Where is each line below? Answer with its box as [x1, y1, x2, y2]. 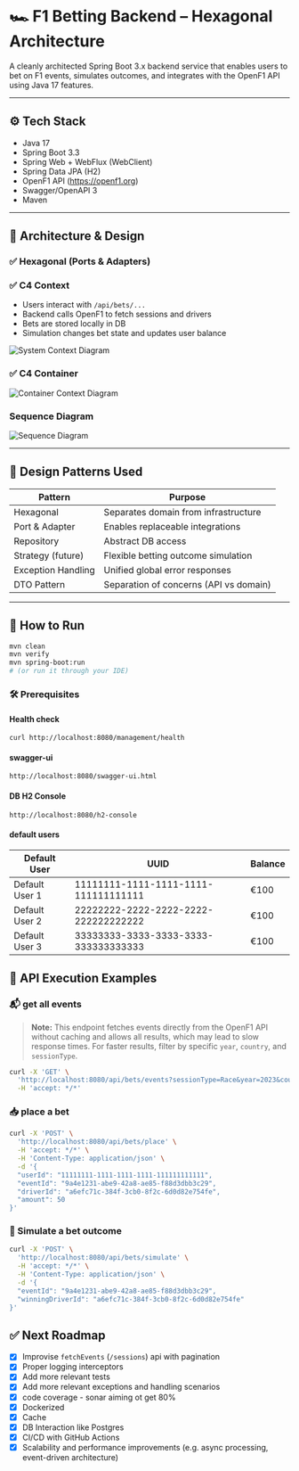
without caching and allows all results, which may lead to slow [30, 1031, 260, 1042]
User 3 [13, 941, 43, 953]
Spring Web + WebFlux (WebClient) [21, 156, 153, 167]
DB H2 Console [9, 791, 67, 801]
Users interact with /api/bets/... [21, 300, 147, 310]
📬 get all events [9, 998, 82, 1011]
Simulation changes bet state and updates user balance [21, 328, 227, 339]
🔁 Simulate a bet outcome [9, 1225, 122, 1237]
